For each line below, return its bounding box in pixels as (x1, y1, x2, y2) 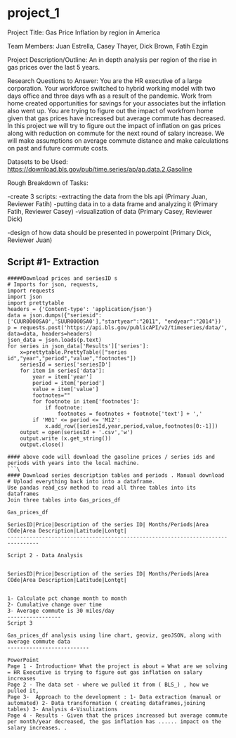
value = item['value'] (32, 386, 99, 393)
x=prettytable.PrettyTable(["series (20, 348, 128, 356)
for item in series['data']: (20, 367, 105, 374)
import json (7, 293, 42, 300)
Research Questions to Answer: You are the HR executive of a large (7, 76, 202, 85)
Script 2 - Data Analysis (7, 552, 83, 559)
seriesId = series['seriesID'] (20, 361, 112, 368)
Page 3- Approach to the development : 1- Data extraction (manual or (7, 693, 221, 701)
